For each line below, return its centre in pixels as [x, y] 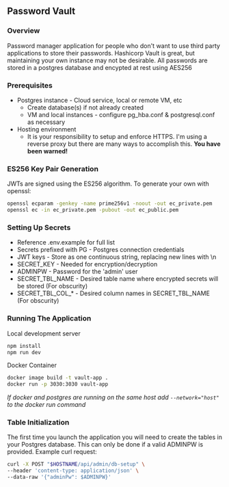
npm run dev [24, 352]
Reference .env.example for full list [66, 242]
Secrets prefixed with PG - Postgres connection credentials [100, 250]
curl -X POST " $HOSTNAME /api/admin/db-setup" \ [76, 464]
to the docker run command [46, 405]
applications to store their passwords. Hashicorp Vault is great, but [101, 53]
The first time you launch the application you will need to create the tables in [115, 437]
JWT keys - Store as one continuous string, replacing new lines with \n [117, 257]
